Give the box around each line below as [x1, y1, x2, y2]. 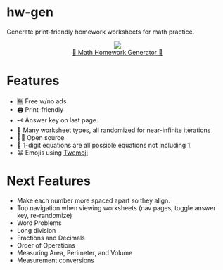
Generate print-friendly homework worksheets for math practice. [6, 27, 195, 36]
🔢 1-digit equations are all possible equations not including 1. [16, 141, 192, 149]
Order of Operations [16, 240, 75, 250]
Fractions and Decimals [16, 233, 85, 242]
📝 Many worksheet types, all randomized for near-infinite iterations [16, 126, 211, 134]
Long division [16, 226, 56, 234]
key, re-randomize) [16, 211, 72, 219]
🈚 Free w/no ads [16, 96, 67, 105]
